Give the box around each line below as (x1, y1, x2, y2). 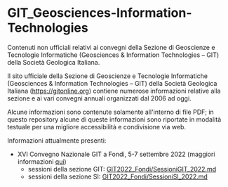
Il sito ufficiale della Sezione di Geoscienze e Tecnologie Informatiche (7, 72, 208, 80)
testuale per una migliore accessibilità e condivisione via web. (7, 122, 186, 131)
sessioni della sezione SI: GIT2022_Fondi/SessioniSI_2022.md (27, 172, 208, 181)
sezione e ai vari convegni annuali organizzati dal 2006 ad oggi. (7, 93, 192, 103)
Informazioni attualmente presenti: (7, 136, 107, 145)
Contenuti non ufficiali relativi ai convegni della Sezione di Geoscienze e (7, 43, 215, 51)
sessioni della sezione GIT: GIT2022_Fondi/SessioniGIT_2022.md (27, 165, 216, 173)
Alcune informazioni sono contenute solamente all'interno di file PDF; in (7, 108, 214, 116)
